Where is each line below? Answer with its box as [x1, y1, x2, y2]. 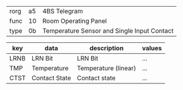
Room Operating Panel [42, 17, 107, 25]
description [89, 44, 124, 52]
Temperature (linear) [77, 64, 137, 72]
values [142, 44, 162, 52]
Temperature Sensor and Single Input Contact [42, 27, 174, 35]
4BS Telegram [42, 7, 84, 15]
